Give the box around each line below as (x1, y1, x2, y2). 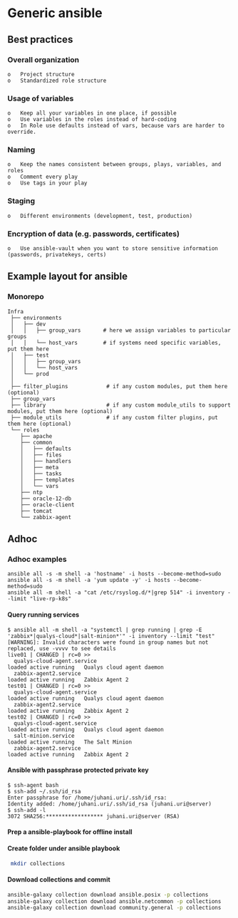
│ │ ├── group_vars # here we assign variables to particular (10, 326, 232, 334)
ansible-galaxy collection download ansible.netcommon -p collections (7, 897, 222, 905)
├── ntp (20, 489, 43, 496)
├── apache (20, 432, 53, 439)
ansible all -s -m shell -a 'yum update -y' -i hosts (7, 577, 171, 584)
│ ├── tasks (20, 470, 62, 477)
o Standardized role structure (7, 77, 107, 84)
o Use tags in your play (7, 179, 88, 187)
